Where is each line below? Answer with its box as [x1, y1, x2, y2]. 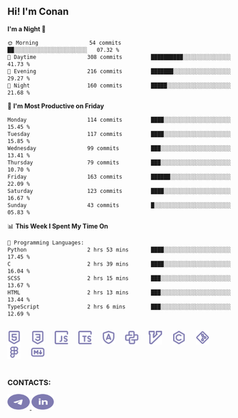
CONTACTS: [7, 377, 51, 387]
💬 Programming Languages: [7, 239, 84, 246]
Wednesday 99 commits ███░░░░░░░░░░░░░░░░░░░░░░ [7, 145, 232, 152]
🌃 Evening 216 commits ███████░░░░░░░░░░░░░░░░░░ [7, 68, 232, 75]
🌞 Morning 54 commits [7, 39, 122, 46]
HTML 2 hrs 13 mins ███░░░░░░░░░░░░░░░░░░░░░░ [7, 288, 232, 296]
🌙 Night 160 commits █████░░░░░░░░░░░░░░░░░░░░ [7, 82, 232, 89]
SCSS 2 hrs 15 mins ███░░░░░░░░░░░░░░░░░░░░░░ [7, 274, 232, 282]
